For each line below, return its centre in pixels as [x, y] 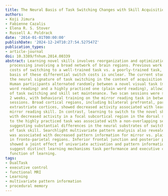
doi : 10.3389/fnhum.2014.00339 [38, 56]
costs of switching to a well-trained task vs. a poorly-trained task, [86, 70]
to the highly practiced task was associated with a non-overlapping [83, 121]
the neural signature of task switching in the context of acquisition [86, 79]
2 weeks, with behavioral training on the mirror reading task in [80, 98]
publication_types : [25, 47]
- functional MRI [23, 172]
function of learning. [33, 154]
